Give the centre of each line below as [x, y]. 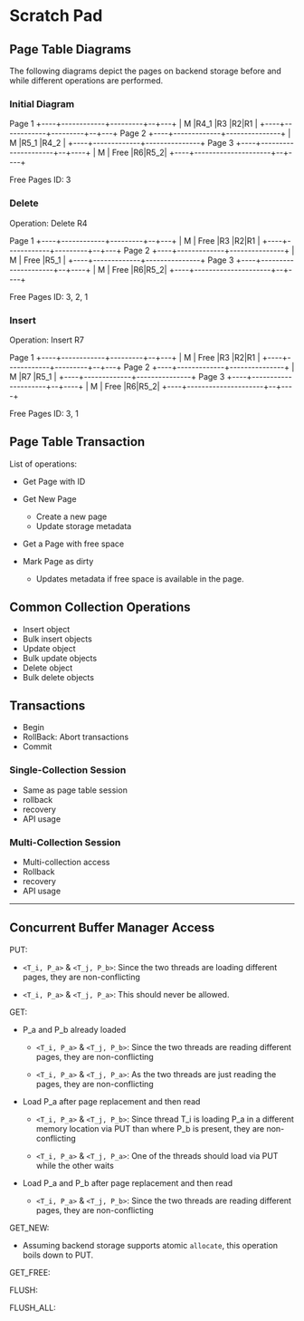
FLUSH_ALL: [33, 1307]
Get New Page [49, 498]
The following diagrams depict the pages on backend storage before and [146, 71]
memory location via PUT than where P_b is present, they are [150, 1128]
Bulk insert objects [57, 639]
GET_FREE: [30, 1272]
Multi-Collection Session [65, 842]
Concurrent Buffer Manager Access [112, 928]
